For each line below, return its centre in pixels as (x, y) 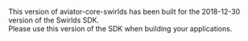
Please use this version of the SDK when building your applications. (120, 29)
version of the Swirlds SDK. (54, 20)
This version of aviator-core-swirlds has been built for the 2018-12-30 (124, 12)
